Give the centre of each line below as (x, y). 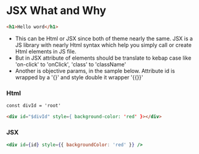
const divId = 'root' (34, 106)
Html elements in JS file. (46, 51)
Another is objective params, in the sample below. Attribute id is (95, 71)
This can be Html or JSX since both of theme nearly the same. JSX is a (104, 38)
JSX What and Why (56, 11)
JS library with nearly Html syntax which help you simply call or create (103, 45)
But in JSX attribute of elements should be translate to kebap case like (103, 58)
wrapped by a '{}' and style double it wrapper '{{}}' (79, 77)
